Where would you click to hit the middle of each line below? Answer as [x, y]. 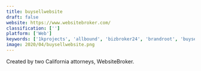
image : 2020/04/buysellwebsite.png [51, 45]
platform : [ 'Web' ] [29, 34]
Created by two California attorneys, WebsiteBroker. [70, 61]
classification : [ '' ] [33, 28]
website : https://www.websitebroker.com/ [59, 22]
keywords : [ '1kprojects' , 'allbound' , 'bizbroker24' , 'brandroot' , [92, 39]
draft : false [22, 17]
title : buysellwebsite [34, 12]
